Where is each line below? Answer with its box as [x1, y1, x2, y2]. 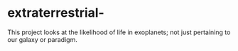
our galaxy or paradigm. [7, 35, 78, 43]
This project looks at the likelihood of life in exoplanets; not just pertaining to [7, 28, 231, 36]
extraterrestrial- [7, 5, 104, 21]
